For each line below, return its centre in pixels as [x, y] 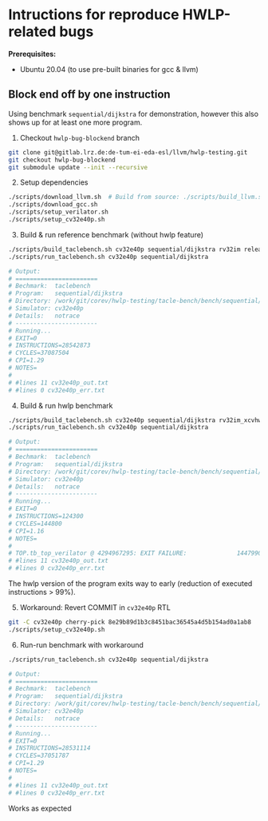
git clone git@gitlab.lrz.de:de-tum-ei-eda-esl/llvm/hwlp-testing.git [128, 152]
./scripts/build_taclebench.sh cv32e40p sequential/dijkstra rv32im [124, 249]
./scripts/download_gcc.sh [53, 205]
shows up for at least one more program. [75, 122]
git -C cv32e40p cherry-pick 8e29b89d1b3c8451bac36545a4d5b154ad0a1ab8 [130, 622]
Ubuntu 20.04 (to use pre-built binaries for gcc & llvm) [109, 69]
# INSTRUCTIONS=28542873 [49, 345]
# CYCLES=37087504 [39, 353]
